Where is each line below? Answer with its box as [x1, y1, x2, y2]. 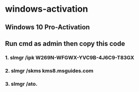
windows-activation [5, 3, 88, 15]
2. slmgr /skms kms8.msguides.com [5, 67, 94, 74]
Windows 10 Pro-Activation [5, 23, 90, 31]
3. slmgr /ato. [5, 80, 38, 87]
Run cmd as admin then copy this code [5, 39, 125, 47]
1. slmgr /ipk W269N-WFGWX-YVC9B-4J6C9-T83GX [5, 54, 135, 61]
